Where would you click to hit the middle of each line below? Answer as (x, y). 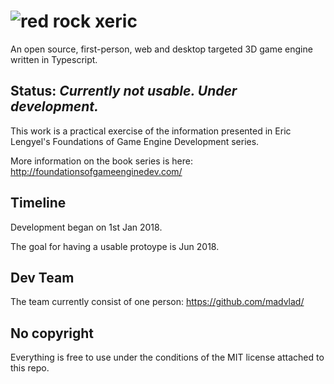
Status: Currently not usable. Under (124, 91)
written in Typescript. (54, 59)
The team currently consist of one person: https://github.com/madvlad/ (157, 302)
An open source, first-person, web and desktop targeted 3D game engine (161, 49)
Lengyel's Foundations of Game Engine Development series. (135, 141)
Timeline (38, 203)
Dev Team (42, 277)
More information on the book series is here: (101, 161)
